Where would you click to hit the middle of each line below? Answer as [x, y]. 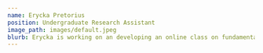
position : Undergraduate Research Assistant [81, 23]
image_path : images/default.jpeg [62, 30]
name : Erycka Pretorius [46, 15]
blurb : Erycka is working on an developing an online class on [113, 37]
